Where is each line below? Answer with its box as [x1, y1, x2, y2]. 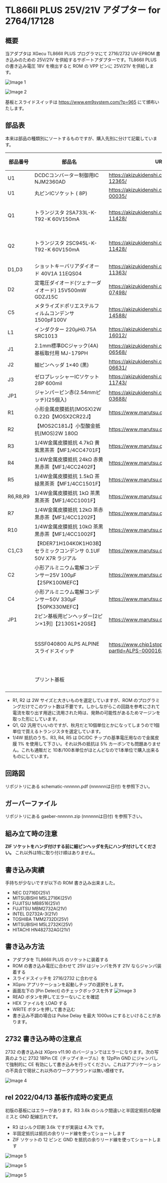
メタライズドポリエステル [34, 302, 94, 309]
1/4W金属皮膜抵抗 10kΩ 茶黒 [34, 523, 103, 530]
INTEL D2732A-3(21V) [12, 911, 58, 917]
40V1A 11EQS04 [40, 270, 82, 277]
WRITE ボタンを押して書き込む [12, 1006, 76, 1012]
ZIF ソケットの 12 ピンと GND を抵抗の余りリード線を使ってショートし [12, 1136, 157, 1142]
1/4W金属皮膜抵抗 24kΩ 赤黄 [34, 456, 103, 463]
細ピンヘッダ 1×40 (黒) [34, 361, 89, 368]
